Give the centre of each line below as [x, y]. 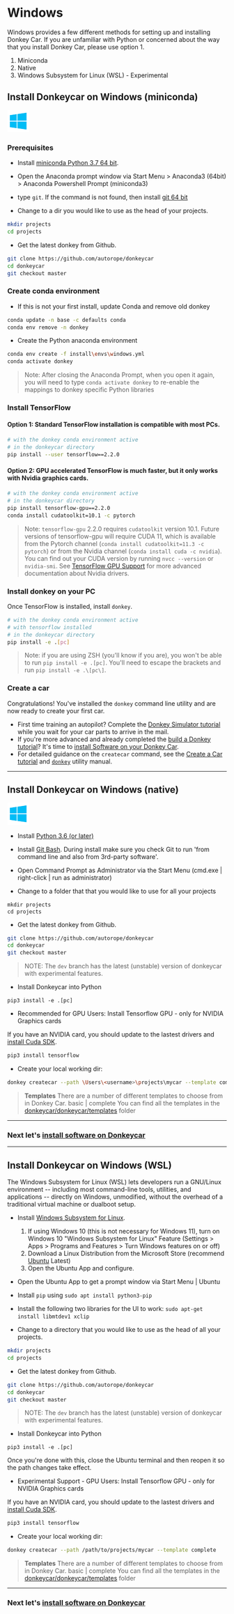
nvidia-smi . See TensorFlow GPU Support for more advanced [113, 566]
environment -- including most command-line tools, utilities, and [99, 1190]
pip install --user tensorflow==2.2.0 [63, 455]
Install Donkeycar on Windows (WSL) [89, 1165]
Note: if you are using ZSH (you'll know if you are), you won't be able [123, 655]
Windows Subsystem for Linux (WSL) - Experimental [93, 75]
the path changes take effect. [49, 1468]
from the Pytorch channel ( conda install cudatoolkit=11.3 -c [114, 543]
